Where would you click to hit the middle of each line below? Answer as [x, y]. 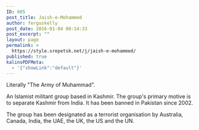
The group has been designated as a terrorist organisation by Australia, [95, 114]
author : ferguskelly [32, 23]
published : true [27, 57]
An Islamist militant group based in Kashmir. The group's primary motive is [99, 96]
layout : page [23, 40]
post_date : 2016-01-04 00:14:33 [47, 29]
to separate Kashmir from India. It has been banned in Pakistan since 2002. [100, 103]
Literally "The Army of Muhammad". [51, 85]
